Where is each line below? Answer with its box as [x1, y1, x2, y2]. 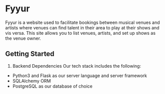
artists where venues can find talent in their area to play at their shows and [5, 24, 159, 30]
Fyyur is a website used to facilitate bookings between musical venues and [5, 19, 160, 25]
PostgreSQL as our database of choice [12, 83, 93, 89]
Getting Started [5, 50, 55, 58]
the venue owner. [5, 35, 41, 41]
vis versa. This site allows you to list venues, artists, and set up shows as [5, 30, 156, 36]
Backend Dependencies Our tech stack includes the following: [12, 63, 141, 69]
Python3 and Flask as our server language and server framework [12, 73, 147, 79]
